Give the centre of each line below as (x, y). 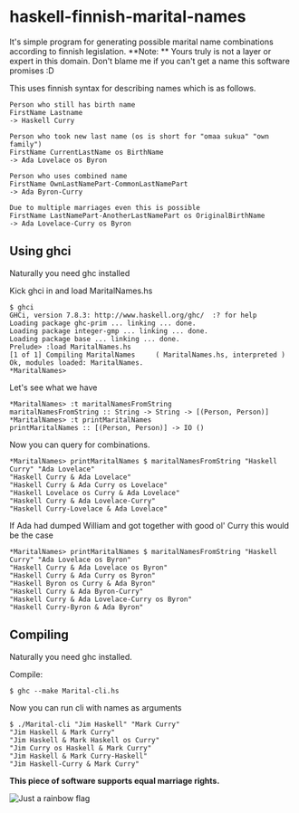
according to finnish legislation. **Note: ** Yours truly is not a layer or (140, 51)
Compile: (26, 674)
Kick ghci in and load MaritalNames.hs (81, 291)
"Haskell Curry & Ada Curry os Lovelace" (89, 485)
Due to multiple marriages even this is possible (105, 207)
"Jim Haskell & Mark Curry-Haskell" (78, 756)
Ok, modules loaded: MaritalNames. (77, 363)
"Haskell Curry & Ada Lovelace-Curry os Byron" (101, 599)
